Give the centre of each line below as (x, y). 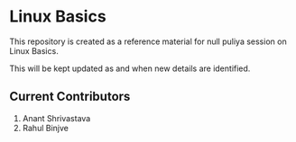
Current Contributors (70, 97)
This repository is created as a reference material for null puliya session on (148, 41)
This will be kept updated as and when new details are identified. (130, 68)
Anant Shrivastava (56, 118)
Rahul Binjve (46, 128)
